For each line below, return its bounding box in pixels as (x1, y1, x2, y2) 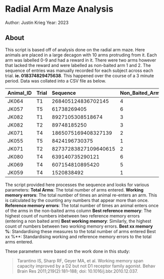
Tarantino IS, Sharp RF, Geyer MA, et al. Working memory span (17, 258, 144, 263)
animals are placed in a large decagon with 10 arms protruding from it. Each (5, 52, 157, 58)
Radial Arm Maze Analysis (5, 3, 114, 15)
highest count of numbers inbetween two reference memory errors (5, 213, 140, 218)
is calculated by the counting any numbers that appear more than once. (5, 197, 149, 203)
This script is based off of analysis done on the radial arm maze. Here (5, 46, 145, 52)
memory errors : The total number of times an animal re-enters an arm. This (5, 192, 157, 198)
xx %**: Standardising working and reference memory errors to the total (5, 234, 152, 239)
